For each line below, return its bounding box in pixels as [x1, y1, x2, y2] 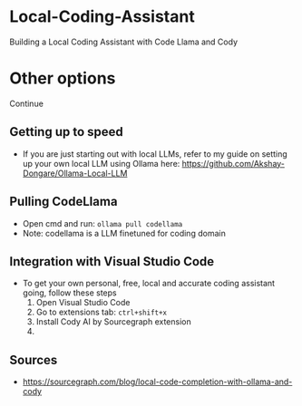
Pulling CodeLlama [9, 194, 118, 209]
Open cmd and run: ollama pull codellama [22, 217, 183, 228]
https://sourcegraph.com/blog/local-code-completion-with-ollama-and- [22, 376, 293, 387]
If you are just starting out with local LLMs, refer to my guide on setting [22, 148, 287, 159]
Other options [9, 68, 116, 89]
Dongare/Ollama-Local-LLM [22, 168, 128, 179]
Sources [9, 352, 58, 368]
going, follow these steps [22, 287, 117, 298]
